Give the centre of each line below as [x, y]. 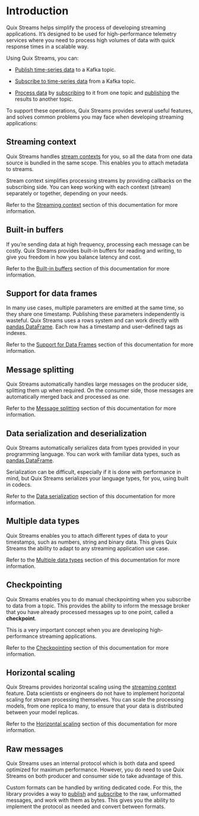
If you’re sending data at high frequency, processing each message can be [98, 244]
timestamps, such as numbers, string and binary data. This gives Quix [91, 542]
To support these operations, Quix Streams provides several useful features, [99, 110]
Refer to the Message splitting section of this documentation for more [91, 408]
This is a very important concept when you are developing [78, 629]
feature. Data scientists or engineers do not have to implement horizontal [95, 693]
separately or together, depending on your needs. [67, 193]
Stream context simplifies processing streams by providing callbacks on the [99, 181]
